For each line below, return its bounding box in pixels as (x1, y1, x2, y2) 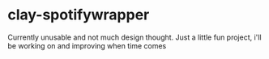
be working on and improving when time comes (7, 40, 167, 50)
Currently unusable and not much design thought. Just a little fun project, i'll (7, 32, 262, 42)
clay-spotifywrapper (7, 6, 150, 24)
